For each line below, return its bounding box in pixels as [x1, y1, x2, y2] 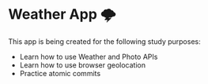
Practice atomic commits [19, 68, 101, 78]
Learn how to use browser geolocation [19, 60, 146, 70]
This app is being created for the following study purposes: [8, 36, 201, 46]
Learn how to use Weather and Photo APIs [19, 52, 158, 61]
